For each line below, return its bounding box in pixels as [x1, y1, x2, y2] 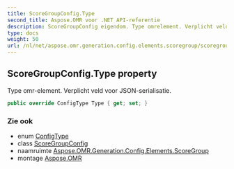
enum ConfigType [17, 132, 69, 140]
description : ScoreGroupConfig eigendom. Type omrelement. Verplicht [7, 23, 214, 30]
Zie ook [7, 116, 33, 125]
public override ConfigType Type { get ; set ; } [7, 100, 148, 107]
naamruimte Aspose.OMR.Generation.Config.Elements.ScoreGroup [17, 146, 209, 154]
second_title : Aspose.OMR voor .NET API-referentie [7, 17, 160, 24]
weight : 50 [7, 36, 39, 43]
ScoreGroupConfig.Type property [7, 68, 157, 80]
